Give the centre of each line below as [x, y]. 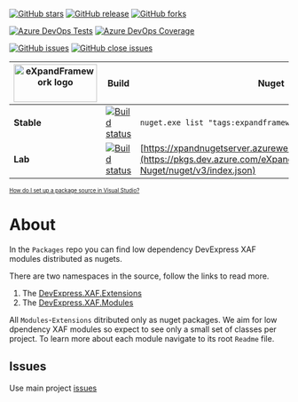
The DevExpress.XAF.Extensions [82, 293]
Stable [27, 122]
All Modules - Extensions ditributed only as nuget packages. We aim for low [143, 319]
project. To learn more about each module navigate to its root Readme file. [142, 338]
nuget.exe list [172, 123]
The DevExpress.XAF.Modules [78, 303]
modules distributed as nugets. [66, 258]
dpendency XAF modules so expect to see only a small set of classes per [143, 329]
